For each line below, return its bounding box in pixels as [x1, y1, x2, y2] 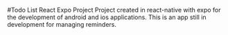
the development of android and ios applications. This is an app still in [7, 13, 207, 21]
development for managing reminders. [7, 21, 116, 28]
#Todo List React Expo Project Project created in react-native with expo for [7, 6, 221, 14]
